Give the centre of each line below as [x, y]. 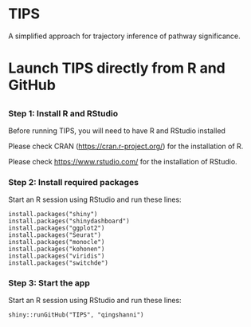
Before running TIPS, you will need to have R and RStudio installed [117, 130]
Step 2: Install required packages [74, 182]
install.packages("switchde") [59, 263]
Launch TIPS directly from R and [117, 68]
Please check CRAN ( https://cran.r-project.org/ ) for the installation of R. [126, 146]
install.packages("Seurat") [55, 235]
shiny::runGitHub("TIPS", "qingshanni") [76, 315]
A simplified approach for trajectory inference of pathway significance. [124, 36]
